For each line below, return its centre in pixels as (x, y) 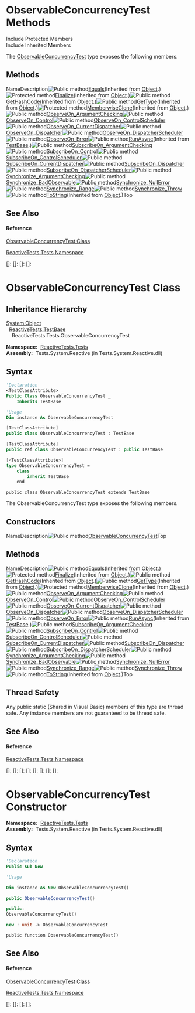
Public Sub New (25, 867)
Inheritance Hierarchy (47, 309)
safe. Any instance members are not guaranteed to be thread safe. (86, 713)
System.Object (24, 323)
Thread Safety (33, 693)
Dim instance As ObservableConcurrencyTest (60, 417)
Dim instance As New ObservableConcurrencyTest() (68, 888)
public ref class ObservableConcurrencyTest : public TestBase (85, 450)
